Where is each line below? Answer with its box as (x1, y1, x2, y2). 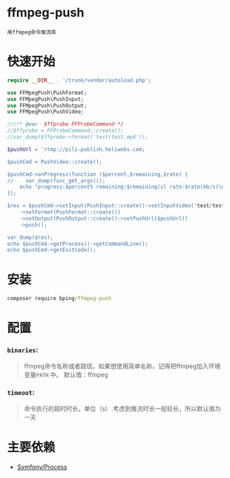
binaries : (7, 345, 39, 355)
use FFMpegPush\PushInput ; (7, 95, 84, 102)
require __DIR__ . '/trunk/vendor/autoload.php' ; (7, 77, 152, 84)
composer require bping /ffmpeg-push (7, 295, 112, 302)
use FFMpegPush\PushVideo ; (7, 109, 84, 115)
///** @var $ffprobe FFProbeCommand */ (7, 121, 125, 128)
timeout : (7, 388, 36, 398)
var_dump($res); (7, 234, 53, 241)
